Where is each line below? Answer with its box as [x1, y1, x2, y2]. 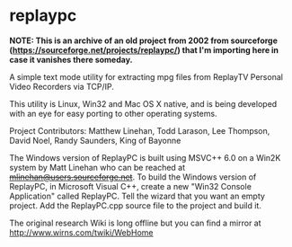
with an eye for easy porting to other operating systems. [9, 108, 217, 119]
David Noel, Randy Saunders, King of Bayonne [9, 135, 181, 146]
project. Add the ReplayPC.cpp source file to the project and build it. [9, 199, 262, 211]
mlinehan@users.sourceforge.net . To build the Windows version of [9, 172, 257, 182]
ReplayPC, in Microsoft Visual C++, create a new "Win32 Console [9, 181, 252, 191]
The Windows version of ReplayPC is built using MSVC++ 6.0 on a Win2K [9, 152, 281, 163]
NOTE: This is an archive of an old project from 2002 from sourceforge [9, 35, 279, 46]
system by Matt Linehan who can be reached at [9, 162, 186, 172]
